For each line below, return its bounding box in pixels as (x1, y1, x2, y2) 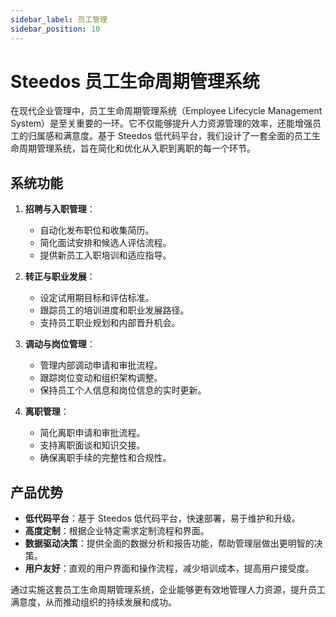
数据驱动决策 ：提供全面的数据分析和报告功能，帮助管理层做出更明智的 (24, 537, 315, 550)
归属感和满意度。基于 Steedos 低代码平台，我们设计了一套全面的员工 (27, 130, 312, 142)
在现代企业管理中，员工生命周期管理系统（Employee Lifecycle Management (10, 105, 323, 117)
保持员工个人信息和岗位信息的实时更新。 (39, 384, 207, 396)
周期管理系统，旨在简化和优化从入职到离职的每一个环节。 (18, 142, 256, 155)
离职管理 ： (24, 406, 70, 418)
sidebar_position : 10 (10, 24, 101, 34)
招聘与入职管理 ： (24, 203, 96, 215)
